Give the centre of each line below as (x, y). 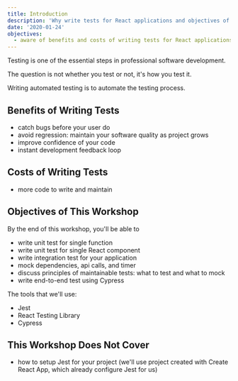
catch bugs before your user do (64, 127)
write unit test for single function (65, 243)
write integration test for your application (77, 258)
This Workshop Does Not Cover (79, 345)
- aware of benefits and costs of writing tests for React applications (123, 40)
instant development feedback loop (69, 150)
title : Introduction (38, 14)
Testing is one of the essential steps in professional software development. (117, 60)
